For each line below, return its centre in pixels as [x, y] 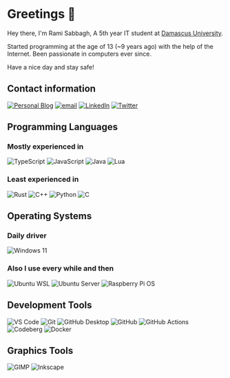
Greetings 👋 [41, 14]
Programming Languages [63, 127]
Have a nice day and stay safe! [51, 67]
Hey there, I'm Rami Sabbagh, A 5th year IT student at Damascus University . [115, 33]
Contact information [52, 89]
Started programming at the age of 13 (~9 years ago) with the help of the [110, 46]
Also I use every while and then [61, 269]
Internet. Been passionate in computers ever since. [80, 54]
